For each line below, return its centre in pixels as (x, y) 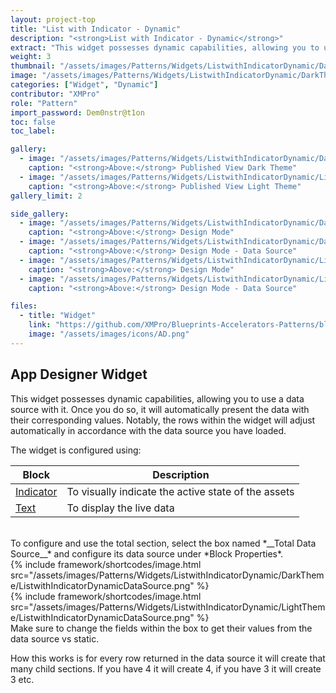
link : (40, 325)
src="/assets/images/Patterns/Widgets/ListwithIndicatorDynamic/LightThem (168, 607)
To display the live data (120, 508)
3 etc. (22, 679)
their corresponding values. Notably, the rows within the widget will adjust (163, 420)
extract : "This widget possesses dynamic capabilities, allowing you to (165, 47)
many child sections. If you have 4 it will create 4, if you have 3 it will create (166, 668)
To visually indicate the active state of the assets (180, 491)
